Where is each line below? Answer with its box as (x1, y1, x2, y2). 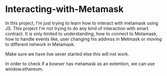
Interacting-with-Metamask (5, 3, 124, 15)
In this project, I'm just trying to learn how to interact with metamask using (5, 20, 158, 26)
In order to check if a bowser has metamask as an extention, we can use (5, 60, 155, 66)
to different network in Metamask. (5, 41, 75, 47)
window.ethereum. (5, 66, 44, 72)
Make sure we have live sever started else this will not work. (5, 51, 129, 57)
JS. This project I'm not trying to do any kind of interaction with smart (5, 25, 149, 31)
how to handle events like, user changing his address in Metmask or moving (5, 36, 162, 42)
